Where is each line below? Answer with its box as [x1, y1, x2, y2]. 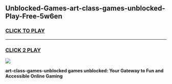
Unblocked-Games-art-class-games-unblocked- [5, 4, 165, 13]
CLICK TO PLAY [5, 27, 45, 35]
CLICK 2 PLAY [5, 46, 41, 53]
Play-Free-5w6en [5, 12, 62, 21]
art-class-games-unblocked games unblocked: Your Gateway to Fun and [5, 67, 164, 73]
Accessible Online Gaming [5, 73, 63, 79]
